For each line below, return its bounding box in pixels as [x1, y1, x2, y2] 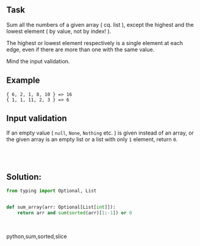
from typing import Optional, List [6, 188, 97, 194]
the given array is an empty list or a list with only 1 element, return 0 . [6, 136, 178, 143]
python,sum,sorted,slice [6, 233, 67, 240]
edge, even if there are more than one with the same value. [6, 46, 155, 53]
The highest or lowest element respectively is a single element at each [6, 39, 184, 46]
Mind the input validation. [6, 57, 70, 65]
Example [6, 76, 40, 86]
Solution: [6, 172, 41, 182]
